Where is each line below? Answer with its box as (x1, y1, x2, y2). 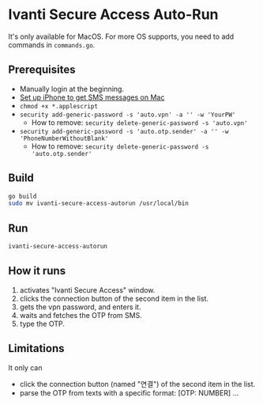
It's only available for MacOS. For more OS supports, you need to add (8, 32, 235, 41)
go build (8, 192, 37, 200)
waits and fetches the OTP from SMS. (19, 310, 142, 320)
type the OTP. (19, 319, 65, 328)
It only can (8, 362, 43, 373)
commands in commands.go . (8, 40, 96, 49)
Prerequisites (8, 63, 76, 77)
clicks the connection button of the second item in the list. (19, 293, 209, 303)
